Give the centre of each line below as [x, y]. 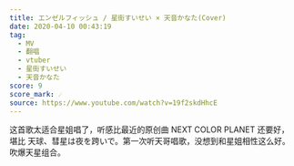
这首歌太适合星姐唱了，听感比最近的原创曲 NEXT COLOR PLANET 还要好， [149, 130]
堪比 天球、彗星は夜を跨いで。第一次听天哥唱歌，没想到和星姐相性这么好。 [150, 141]
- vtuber [34, 60]
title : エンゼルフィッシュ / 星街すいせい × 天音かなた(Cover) [118, 18]
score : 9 [26, 86]
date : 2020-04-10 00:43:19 [61, 26]
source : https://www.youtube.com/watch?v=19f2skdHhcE [114, 103]
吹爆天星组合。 [37, 152]
